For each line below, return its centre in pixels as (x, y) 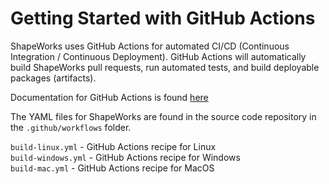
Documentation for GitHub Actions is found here (109, 97)
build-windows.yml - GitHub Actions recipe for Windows (125, 157)
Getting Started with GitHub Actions (163, 18)
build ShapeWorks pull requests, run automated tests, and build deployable (165, 67)
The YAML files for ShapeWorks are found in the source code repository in (163, 116)
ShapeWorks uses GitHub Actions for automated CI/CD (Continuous (150, 46)
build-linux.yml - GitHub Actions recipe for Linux (113, 146)
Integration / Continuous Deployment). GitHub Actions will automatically (158, 56)
